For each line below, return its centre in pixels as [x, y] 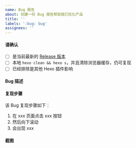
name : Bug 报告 [20, 10]
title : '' [15, 19]
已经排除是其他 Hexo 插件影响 [42, 69]
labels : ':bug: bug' [26, 24]
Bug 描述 [14, 81]
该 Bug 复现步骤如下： [28, 105]
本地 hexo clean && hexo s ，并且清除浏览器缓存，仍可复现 [72, 63]
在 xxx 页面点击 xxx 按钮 [37, 116]
